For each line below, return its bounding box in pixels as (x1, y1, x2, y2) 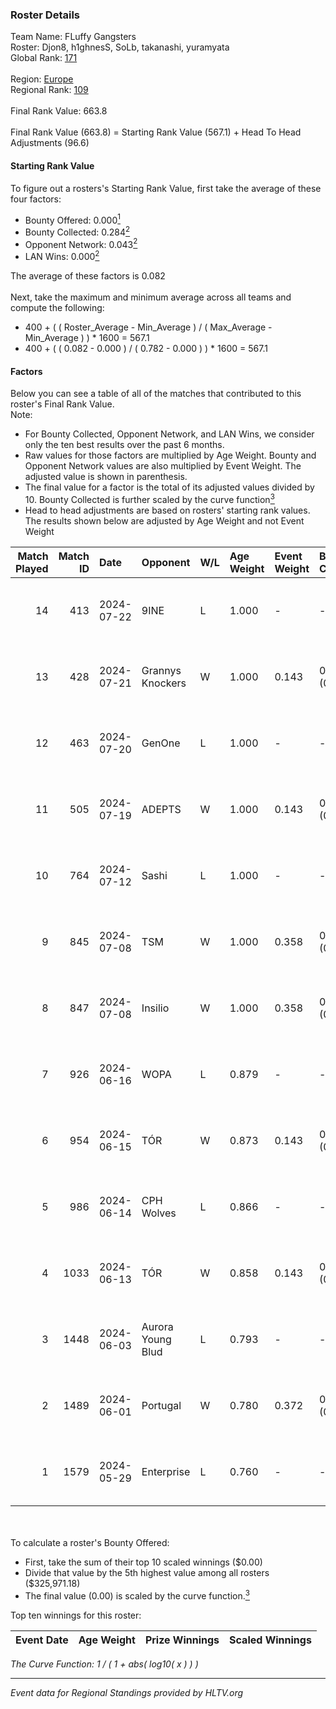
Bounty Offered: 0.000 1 (24, 212, 121, 226)
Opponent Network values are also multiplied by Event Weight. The (24, 460, 302, 472)
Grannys (141, 663, 182, 677)
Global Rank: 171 (10, 52, 78, 64)
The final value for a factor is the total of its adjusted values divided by (24, 481, 315, 493)
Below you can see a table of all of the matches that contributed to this (10, 388, 302, 400)
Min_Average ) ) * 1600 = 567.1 (24, 332, 150, 344)
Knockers (141, 676, 187, 690)
